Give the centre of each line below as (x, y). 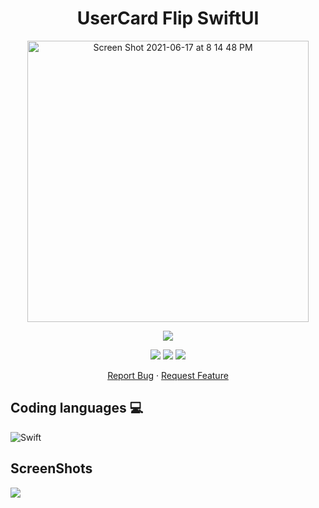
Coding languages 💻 (77, 408)
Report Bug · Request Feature (168, 375)
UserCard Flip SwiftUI (168, 18)
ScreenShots (51, 468)
